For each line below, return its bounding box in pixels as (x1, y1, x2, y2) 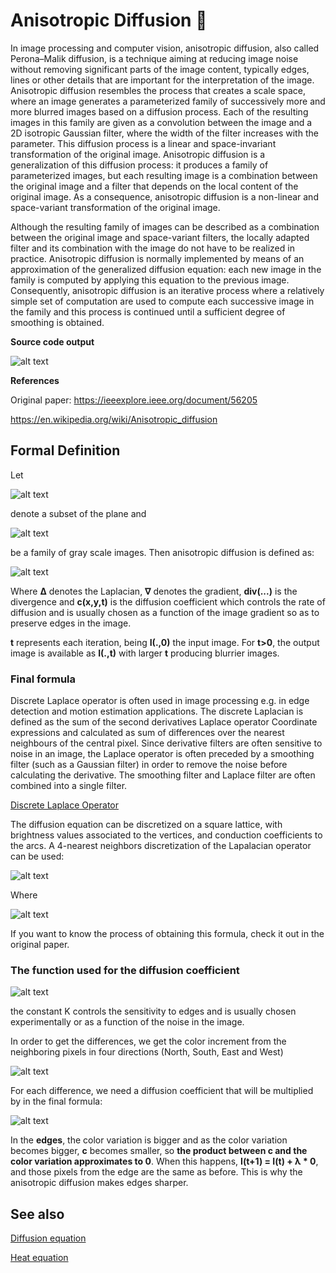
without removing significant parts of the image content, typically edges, (10, 63, 310, 75)
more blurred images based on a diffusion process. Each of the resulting (10, 105, 309, 118)
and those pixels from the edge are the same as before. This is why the (10, 1166, 303, 1178)
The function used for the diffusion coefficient (10, 963, 240, 977)
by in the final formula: (10, 1095, 103, 1108)
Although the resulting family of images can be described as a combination (10, 220, 320, 233)
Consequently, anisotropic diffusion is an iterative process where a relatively (10, 284, 325, 296)
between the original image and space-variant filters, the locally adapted (10, 231, 310, 243)
